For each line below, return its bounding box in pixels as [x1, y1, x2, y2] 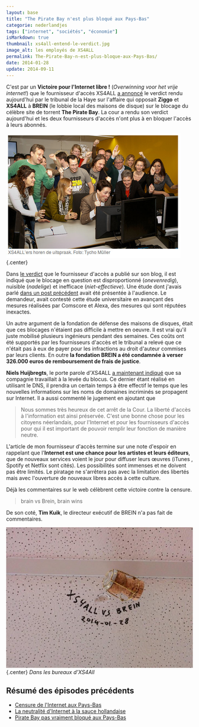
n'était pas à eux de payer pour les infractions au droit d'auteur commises [6, 345, 187, 352]
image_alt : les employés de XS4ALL [6, 48, 94, 54]
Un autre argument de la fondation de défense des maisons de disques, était [6, 319, 193, 327]
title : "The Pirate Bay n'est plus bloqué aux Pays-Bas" [6, 15, 150, 22]
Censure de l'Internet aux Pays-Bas [14, 701, 102, 709]
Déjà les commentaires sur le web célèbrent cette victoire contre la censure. [6, 485, 192, 493]
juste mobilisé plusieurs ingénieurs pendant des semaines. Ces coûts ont [6, 332, 185, 339]
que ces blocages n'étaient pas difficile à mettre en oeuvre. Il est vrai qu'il [6, 326, 187, 333]
